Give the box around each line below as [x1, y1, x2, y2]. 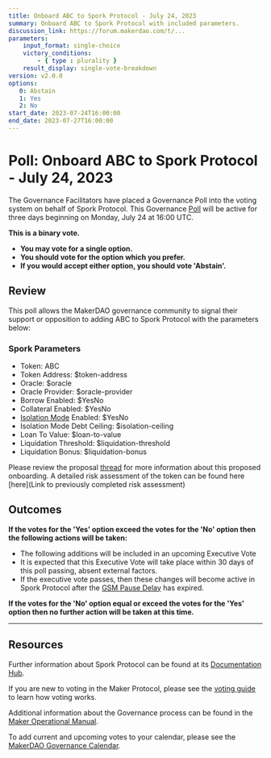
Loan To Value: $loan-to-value [19, 429, 122, 439]
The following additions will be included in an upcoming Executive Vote [19, 548, 256, 558]
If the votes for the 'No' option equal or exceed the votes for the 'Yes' [8, 598, 244, 608]
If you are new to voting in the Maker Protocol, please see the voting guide [8, 683, 256, 693]
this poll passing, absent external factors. [19, 565, 158, 575]
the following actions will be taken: [8, 533, 127, 543]
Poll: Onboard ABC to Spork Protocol [8, 152, 258, 170]
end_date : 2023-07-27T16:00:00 [8, 117, 114, 125]
